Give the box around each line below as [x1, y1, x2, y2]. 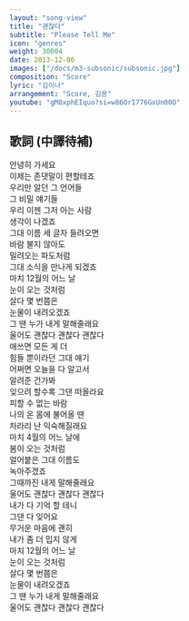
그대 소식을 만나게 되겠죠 [9, 261, 97, 272]
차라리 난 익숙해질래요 [9, 420, 88, 431]
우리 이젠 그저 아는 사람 [9, 205, 93, 216]
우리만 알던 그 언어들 [9, 182, 83, 193]
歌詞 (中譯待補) [9, 133, 94, 149]
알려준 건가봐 [9, 375, 56, 386]
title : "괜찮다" [9, 22, 65, 31]
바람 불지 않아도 [9, 239, 66, 250]
